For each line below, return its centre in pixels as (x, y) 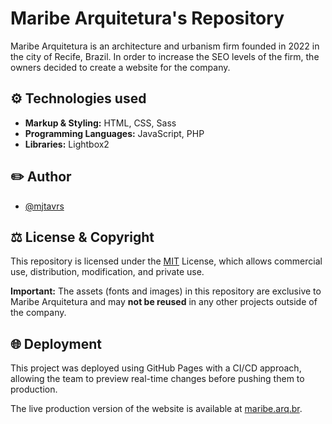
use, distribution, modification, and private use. (107, 272)
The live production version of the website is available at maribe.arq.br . (156, 409)
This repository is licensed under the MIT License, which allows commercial (166, 261)
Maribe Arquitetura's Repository (147, 18)
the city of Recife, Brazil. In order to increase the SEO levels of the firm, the (165, 56)
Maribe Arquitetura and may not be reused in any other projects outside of (164, 302)
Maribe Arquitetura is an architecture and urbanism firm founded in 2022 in (165, 46)
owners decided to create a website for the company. (120, 67)
